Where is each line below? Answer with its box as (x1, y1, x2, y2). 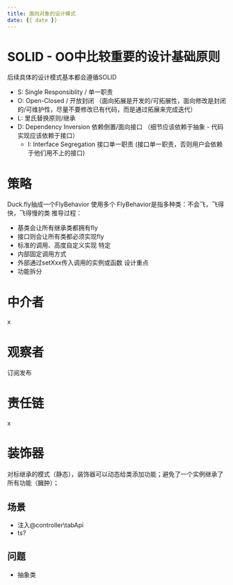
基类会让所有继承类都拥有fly (17, 224, 99, 232)
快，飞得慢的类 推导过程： (7, 209, 82, 217)
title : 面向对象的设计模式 (7, 10, 77, 17)
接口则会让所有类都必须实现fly (17, 233, 104, 241)
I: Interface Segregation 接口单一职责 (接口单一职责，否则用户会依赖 (27, 140, 223, 148)
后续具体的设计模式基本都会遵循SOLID (7, 73, 117, 81)
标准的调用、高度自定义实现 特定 (17, 241, 111, 249)
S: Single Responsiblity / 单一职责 (17, 88, 113, 96)
